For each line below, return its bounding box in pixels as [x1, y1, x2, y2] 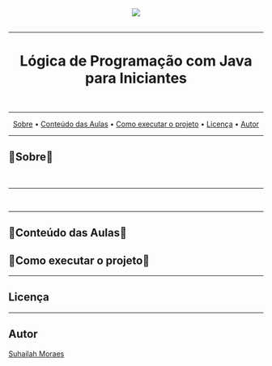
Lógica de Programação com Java [19, 52, 253, 70]
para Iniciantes [84, 69, 188, 87]
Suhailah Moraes [8, 348, 65, 359]
